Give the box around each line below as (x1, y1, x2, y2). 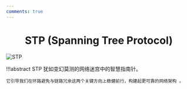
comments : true (6, 8, 44, 15)
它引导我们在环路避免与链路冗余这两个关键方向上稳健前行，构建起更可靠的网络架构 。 (6, 78, 184, 84)
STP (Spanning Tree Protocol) (24, 33, 173, 47)
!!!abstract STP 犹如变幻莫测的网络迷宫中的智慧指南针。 (6, 65, 141, 72)
